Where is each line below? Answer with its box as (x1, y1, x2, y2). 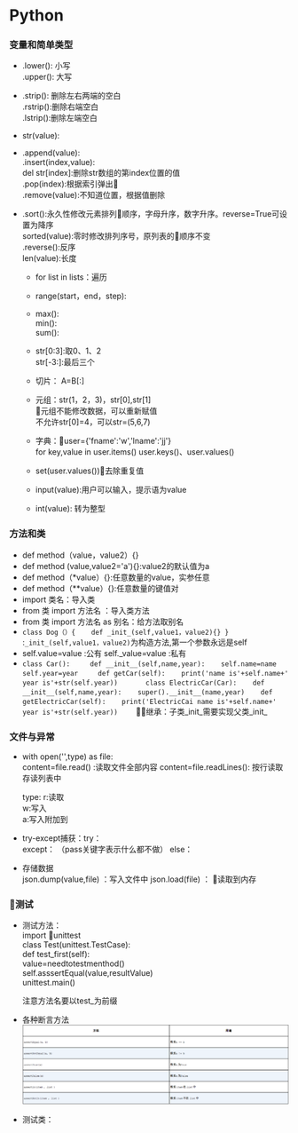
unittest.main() (21, 978, 75, 988)
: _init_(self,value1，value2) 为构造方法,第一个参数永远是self (21, 637, 247, 647)
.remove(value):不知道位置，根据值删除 (21, 190, 166, 201)
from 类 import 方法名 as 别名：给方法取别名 (21, 616, 184, 627)
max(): (35, 308, 59, 320)
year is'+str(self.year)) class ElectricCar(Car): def (21, 678, 265, 687)
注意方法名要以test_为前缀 (21, 995, 118, 1006)
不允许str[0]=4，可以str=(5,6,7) (35, 416, 151, 427)
